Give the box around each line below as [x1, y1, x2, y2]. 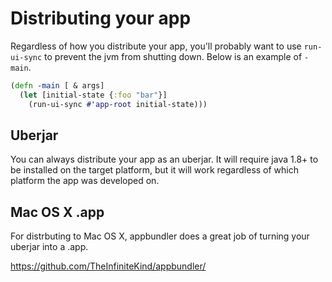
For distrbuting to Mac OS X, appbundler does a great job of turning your [10, 230, 310, 242]
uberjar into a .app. [10, 241, 89, 253]
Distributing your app [10, 7, 192, 30]
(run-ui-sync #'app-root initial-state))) [28, 99, 208, 109]
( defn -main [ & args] [10, 80, 105, 91]
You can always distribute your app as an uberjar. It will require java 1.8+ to [10, 153, 319, 166]
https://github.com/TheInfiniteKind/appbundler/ [10, 260, 207, 272]
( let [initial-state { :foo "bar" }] [19, 90, 168, 100]
